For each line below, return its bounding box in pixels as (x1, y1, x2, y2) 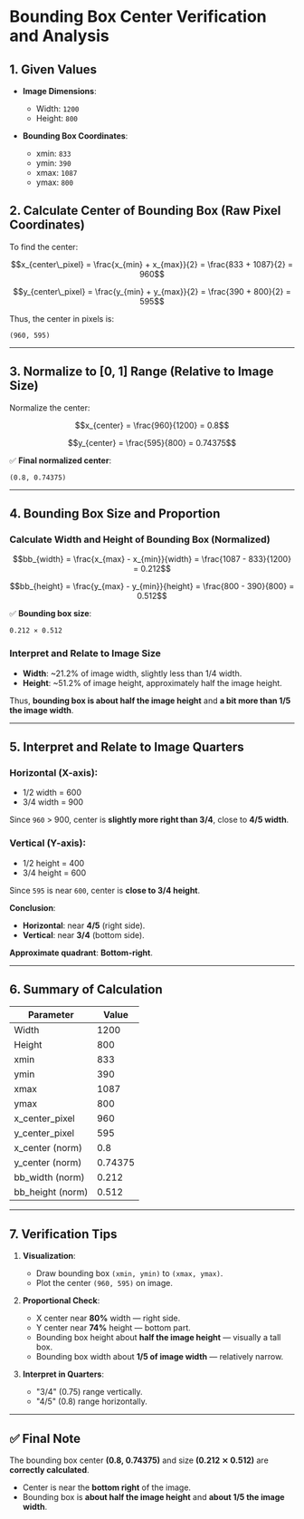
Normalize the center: (9, 402, 90, 413)
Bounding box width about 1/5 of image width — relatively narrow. (35, 1351, 284, 1362)
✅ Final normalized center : (9, 455, 111, 466)
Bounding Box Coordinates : (22, 131, 128, 141)
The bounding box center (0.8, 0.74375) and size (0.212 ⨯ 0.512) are (9, 1455, 269, 1466)
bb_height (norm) (14, 1185, 89, 1198)
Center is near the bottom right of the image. (22, 1482, 192, 1493)
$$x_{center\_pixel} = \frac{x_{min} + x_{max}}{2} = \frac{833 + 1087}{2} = (10, 258, 294, 269)
